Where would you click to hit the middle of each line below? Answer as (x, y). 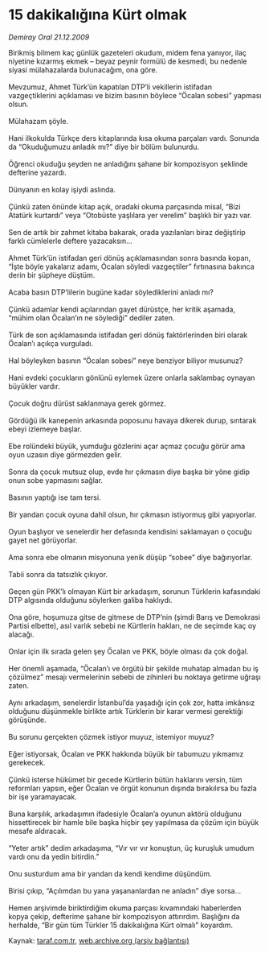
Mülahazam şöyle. (39, 121)
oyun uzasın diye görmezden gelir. (65, 454)
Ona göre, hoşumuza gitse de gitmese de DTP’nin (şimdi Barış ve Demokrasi (134, 617)
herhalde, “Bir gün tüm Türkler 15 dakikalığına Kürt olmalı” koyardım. (121, 925)
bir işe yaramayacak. (43, 796)
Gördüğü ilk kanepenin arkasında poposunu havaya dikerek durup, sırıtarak (132, 420)
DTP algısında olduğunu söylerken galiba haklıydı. (90, 600)
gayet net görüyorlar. (43, 540)
